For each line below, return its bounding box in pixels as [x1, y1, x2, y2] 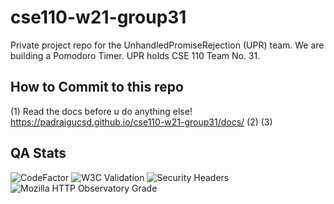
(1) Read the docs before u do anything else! [10, 105, 193, 117]
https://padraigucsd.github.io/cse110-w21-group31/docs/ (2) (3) [10, 116, 273, 128]
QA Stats [10, 145, 67, 162]
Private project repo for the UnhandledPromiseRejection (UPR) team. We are [10, 39, 325, 51]
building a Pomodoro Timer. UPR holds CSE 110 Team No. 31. [10, 49, 261, 61]
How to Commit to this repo [10, 79, 184, 96]
